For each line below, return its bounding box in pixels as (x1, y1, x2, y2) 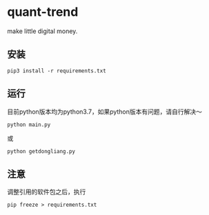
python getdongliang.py (7, 147, 76, 155)
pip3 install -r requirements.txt (7, 67, 107, 74)
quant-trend (7, 4, 79, 20)
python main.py (7, 121, 51, 128)
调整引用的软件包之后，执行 (7, 187, 86, 196)
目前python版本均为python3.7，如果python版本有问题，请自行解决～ (7, 107, 202, 116)
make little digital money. (7, 27, 78, 35)
